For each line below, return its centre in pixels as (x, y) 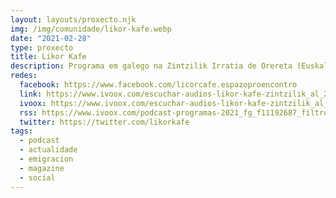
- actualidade (48, 150)
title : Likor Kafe (48, 57)
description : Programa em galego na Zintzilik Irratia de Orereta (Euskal (169, 66)
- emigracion (46, 159)
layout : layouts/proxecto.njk (73, 19)
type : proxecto (42, 47)
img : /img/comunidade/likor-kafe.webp (91, 29)
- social (37, 177)
